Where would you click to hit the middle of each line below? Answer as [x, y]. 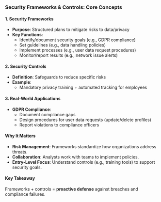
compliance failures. [25, 194]
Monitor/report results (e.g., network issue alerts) [68, 55]
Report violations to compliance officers [59, 124]
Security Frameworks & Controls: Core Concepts [64, 7]
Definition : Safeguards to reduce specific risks [59, 77]
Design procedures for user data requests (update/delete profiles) [85, 120]
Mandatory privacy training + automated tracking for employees [83, 87]
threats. [20, 152]
